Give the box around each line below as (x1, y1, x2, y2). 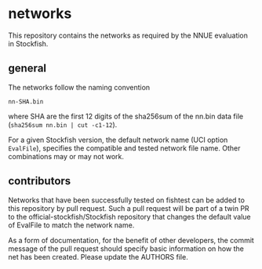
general (8, 62, 47, 75)
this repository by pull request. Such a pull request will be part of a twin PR (8, 203, 249, 213)
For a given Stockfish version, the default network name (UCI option (8, 135, 228, 144)
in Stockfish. (8, 38, 49, 48)
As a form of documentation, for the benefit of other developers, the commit (8, 235, 255, 245)
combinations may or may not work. (8, 151, 124, 161)
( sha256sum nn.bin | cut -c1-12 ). (8, 119, 118, 129)
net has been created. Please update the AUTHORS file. (8, 252, 188, 261)
